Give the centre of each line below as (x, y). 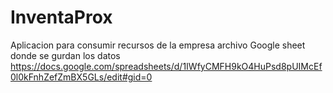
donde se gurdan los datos (65, 55)
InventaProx (61, 17)
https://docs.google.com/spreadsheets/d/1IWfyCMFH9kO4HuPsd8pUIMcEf (166, 66)
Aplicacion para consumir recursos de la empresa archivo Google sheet (158, 45)
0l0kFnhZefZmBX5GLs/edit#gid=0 (81, 77)
